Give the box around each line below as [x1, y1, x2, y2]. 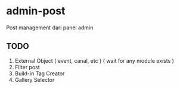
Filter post [14, 63, 40, 70]
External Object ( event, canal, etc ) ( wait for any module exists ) [14, 57, 175, 64]
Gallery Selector [14, 76, 55, 83]
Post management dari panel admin [6, 24, 94, 31]
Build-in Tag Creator [14, 70, 65, 77]
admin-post [6, 4, 66, 18]
